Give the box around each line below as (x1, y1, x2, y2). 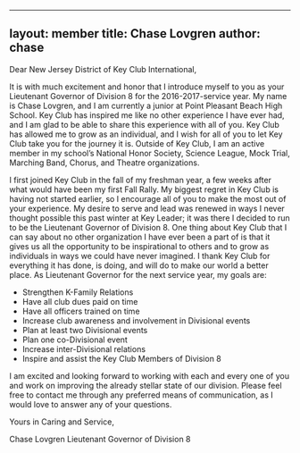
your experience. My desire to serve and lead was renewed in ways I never (9, 203, 286, 214)
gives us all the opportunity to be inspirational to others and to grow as (9, 240, 270, 251)
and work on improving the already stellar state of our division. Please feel (9, 380, 283, 390)
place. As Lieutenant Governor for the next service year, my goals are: (9, 269, 267, 280)
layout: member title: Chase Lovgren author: (9, 26, 261, 41)
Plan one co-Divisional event (21, 334, 128, 345)
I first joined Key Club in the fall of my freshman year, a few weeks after (9, 174, 272, 185)
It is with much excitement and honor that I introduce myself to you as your (9, 81, 285, 92)
